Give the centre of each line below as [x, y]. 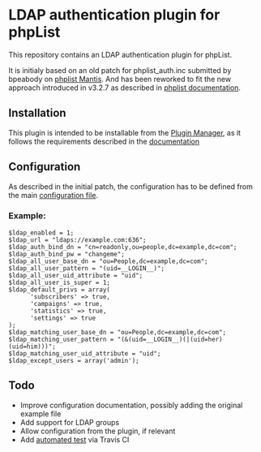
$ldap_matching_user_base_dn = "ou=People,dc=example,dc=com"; [118, 332]
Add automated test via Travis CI [75, 439]
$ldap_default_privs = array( [60, 290]
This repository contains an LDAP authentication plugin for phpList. [120, 54]
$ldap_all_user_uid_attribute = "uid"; [76, 275]
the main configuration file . [53, 195]
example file [41, 413]
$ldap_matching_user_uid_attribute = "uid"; [85, 353]
